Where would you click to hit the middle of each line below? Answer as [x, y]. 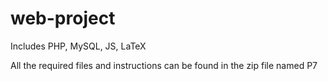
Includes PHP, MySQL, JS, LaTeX [78, 46]
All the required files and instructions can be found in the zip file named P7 [164, 65]
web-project [63, 18]
